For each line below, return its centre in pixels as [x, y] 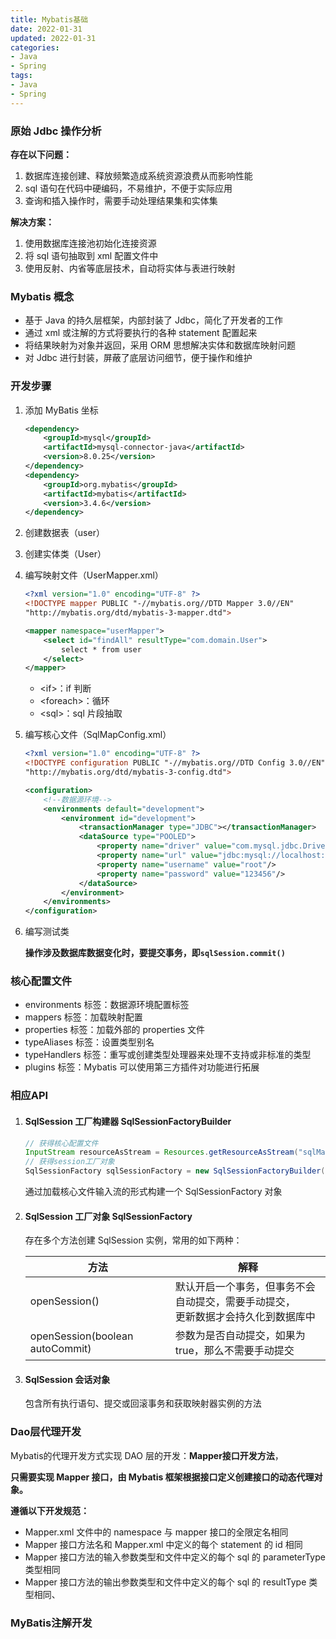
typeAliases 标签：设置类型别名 [89, 1042]
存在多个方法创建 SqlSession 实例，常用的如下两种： [133, 1240]
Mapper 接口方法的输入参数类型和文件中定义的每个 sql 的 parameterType [175, 1557]
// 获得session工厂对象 [69, 1162]
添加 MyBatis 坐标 [61, 410]
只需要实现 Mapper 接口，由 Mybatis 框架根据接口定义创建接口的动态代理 [162, 1477]
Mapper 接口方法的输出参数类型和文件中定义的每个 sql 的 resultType [165, 1582]
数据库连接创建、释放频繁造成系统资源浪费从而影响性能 [138, 175]
